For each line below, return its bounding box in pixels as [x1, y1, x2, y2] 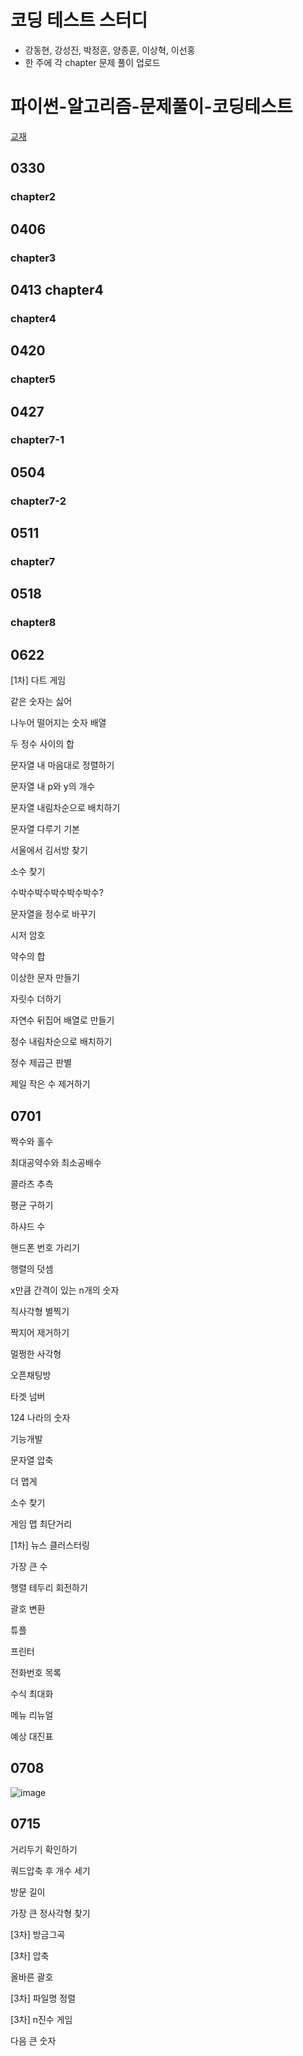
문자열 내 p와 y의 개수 [10, 781, 96, 793]
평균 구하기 [10, 1199, 54, 1211]
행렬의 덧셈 [10, 1263, 54, 1275]
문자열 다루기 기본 [10, 823, 80, 835]
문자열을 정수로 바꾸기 [10, 908, 97, 920]
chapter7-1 [10, 433, 65, 447]
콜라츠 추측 [10, 1178, 54, 1190]
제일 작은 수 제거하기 [10, 1078, 91, 1090]
